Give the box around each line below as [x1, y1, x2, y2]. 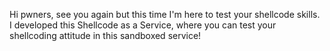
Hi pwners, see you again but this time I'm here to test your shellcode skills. [9, 9, 321, 20]
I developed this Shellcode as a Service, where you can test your [9, 19, 277, 31]
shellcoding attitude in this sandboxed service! [9, 30, 202, 41]
